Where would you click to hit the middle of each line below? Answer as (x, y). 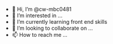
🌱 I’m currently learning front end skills (59, 22)
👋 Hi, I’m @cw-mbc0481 (42, 9)
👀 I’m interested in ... (37, 15)
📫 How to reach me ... (39, 35)
